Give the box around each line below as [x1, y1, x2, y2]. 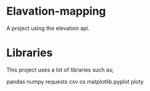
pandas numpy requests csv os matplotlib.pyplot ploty [6, 78, 144, 85]
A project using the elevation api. [6, 24, 90, 32]
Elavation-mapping [6, 4, 106, 18]
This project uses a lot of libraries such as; [6, 66, 114, 73]
